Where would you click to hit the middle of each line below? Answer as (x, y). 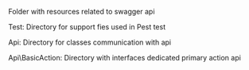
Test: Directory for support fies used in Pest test (87, 27)
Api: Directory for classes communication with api (90, 42)
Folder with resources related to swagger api (82, 12)
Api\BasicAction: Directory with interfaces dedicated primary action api (124, 58)
